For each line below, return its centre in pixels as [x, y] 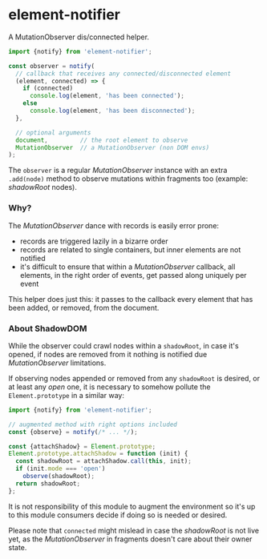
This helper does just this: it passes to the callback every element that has [131, 299]
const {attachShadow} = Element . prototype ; [82, 446]
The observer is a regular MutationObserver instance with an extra [118, 171]
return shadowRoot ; [48, 483]
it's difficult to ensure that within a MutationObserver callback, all [127, 267]
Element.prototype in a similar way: [66, 395]
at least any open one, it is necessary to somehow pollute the [109, 387]
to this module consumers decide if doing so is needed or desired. [118, 515]
